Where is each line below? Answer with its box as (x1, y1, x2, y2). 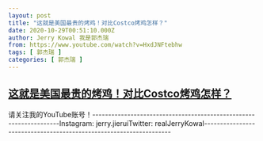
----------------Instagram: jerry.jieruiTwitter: (8, 118, 154, 128)
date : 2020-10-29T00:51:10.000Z (8, 26, 115, 34)
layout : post (8, 11, 51, 20)
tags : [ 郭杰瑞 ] (8, 48, 62, 56)
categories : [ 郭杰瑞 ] (8, 56, 83, 64)
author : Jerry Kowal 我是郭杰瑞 (8, 33, 109, 42)
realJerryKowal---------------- (154, 118, 256, 128)
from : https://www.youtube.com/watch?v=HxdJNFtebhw (8, 41, 182, 49)
